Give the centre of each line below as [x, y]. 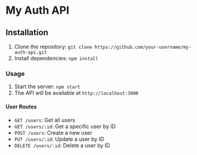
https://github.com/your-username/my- [143, 47]
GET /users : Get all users [45, 120]
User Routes [21, 106]
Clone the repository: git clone [53, 46]
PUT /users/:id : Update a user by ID [59, 139]
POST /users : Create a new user [53, 132]
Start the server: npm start [47, 86]
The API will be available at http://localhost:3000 [76, 93]
